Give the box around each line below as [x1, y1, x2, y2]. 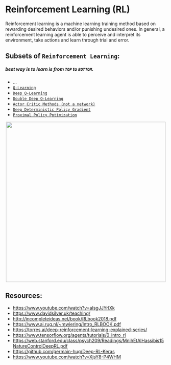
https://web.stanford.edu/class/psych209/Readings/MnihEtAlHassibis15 [12, 337, 164, 344]
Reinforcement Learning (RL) [5, 4, 130, 15]
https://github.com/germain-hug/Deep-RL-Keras [12, 349, 115, 355]
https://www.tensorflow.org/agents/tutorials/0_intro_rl [12, 332, 126, 338]
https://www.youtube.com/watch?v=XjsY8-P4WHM [12, 354, 121, 360]
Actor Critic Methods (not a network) [12, 102, 95, 107]
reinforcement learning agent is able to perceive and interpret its [5, 31, 141, 37]
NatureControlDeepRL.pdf [12, 343, 68, 349]
